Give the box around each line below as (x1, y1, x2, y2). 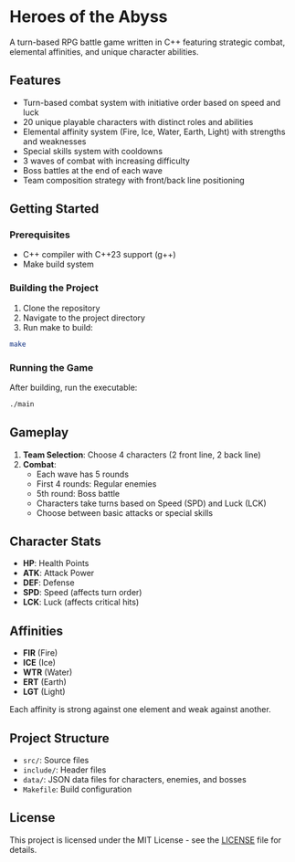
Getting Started (9, 201, 100, 216)
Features (9, 73, 61, 89)
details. (9, 844, 37, 855)
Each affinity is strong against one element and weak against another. (9, 704, 271, 715)
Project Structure (9, 731, 110, 746)
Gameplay (9, 425, 69, 440)
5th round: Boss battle (36, 488, 121, 499)
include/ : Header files (22, 764, 107, 775)
